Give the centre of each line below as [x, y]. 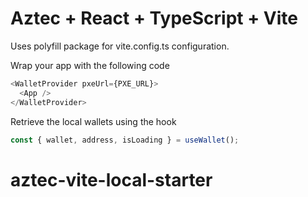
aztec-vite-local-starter [111, 179]
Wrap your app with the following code [90, 65]
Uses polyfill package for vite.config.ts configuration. [120, 46]
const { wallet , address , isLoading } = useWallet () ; [125, 140]
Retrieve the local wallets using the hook [93, 121]
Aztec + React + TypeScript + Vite [154, 18]
